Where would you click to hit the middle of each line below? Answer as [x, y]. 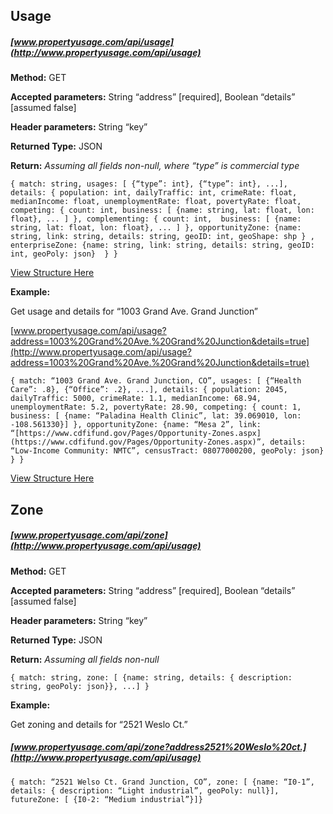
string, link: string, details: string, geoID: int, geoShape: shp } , [162, 237]
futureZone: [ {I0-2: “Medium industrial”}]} [106, 799]
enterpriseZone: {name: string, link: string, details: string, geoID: [162, 245]
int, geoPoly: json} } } [64, 254]
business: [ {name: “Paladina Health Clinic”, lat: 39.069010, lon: [156, 416]
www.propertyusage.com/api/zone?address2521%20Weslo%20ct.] [160, 747]
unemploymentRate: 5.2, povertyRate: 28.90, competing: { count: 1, [156, 407]
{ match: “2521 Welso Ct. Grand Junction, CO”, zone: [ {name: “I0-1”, [162, 782]
